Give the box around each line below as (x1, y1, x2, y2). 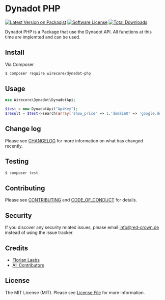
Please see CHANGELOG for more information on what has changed (5, 137, 143, 143)
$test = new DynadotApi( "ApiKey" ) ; (5, 106, 78, 111)
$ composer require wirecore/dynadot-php (5, 71, 91, 76)
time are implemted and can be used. (5, 34, 81, 40)
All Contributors (12, 262, 44, 268)
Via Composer (5, 61, 34, 67)
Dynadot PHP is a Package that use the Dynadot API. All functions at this (5, 29, 152, 34)
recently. (5, 143, 23, 149)
